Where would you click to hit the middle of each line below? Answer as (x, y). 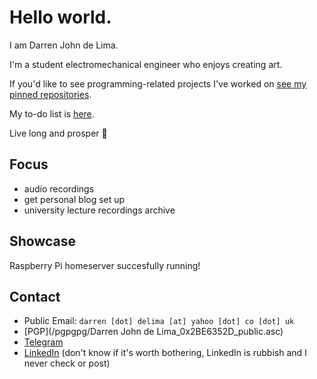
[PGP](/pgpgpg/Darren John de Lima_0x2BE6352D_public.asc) (153, 332)
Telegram (43, 342)
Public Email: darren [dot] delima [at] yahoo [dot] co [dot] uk (159, 321)
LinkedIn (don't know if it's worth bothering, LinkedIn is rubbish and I (165, 353)
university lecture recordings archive (99, 210)
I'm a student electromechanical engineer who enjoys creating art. (146, 64)
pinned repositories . (50, 94)
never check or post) (67, 363)
